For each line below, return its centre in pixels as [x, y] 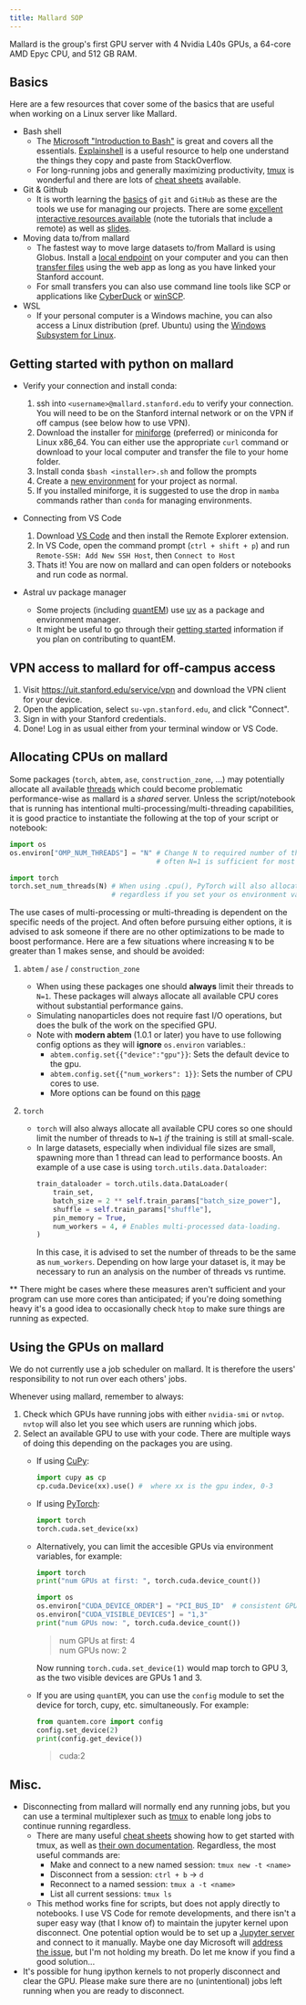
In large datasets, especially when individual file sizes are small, [156, 1148]
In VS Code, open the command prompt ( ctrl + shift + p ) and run [163, 546]
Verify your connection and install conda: [100, 386]
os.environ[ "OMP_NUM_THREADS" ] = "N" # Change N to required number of [148, 853]
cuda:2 [72, 1756]
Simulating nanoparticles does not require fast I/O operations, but [159, 1016]
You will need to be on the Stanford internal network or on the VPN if [165, 413]
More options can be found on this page [125, 1093]
